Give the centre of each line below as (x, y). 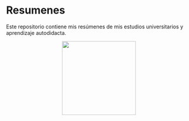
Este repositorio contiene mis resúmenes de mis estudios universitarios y (95, 27)
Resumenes (36, 10)
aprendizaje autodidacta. (36, 32)
